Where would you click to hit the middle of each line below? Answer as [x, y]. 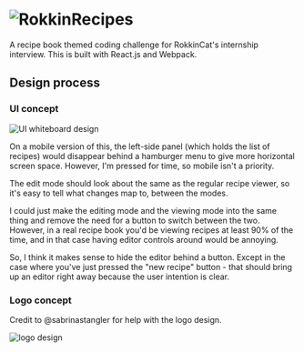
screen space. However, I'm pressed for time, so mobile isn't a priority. [142, 166]
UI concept [34, 109]
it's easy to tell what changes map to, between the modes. [119, 193]
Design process [55, 83]
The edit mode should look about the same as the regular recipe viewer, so [150, 183]
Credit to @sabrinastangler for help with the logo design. [116, 319]
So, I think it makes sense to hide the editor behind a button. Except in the [147, 257]
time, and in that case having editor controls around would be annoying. [144, 239]
